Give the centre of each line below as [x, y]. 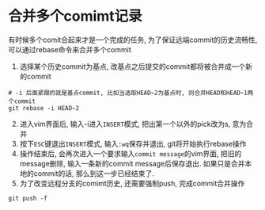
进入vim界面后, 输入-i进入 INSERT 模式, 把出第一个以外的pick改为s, [125, 124]
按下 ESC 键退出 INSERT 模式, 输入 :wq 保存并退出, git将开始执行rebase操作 [133, 143]
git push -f [28, 198]
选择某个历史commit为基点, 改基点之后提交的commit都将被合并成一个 [132, 66]
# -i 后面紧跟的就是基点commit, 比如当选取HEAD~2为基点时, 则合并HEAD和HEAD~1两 [131, 93]
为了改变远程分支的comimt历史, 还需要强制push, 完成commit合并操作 [132, 183]
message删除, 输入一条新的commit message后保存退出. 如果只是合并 [132, 163]
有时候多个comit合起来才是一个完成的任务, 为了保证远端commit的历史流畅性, [133, 40]
